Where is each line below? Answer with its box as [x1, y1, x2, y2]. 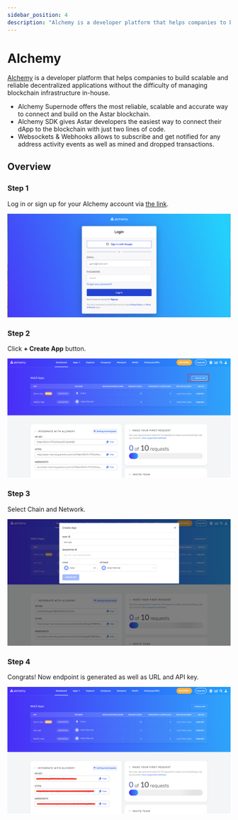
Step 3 [7, 489, 30, 499]
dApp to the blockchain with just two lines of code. [17, 125, 166, 134]
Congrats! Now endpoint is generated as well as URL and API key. [7, 673, 200, 681]
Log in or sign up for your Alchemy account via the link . [7, 200, 169, 208]
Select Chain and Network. [7, 505, 86, 513]
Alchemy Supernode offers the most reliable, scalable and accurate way [17, 103, 229, 111]
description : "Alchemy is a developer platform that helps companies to [7, 18, 227, 26]
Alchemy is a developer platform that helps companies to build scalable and [7, 74, 229, 82]
